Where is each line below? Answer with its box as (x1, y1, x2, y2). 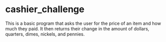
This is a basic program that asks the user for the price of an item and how (5, 20, 161, 26)
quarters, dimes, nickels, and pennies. (5, 31, 85, 37)
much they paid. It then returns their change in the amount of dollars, (5, 25, 150, 31)
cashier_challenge (5, 4, 85, 15)
